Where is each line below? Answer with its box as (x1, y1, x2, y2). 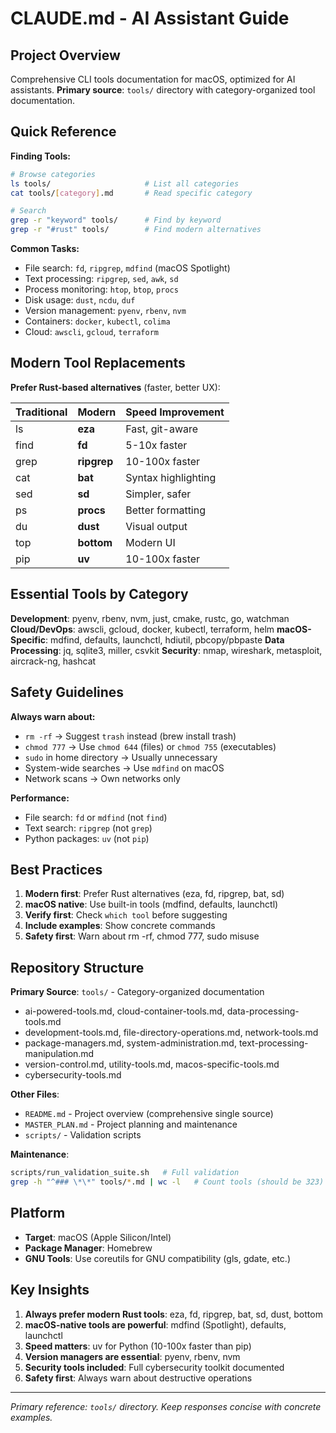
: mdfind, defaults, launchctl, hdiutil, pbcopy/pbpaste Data (45, 633, 285, 646)
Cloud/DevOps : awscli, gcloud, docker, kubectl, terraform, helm (10, 623, 275, 635)
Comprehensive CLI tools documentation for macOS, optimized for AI (10, 73, 296, 85)
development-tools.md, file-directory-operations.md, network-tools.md (24, 1027, 319, 1039)
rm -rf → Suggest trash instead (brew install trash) (24, 730, 237, 742)
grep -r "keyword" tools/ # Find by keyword (10, 215, 222, 226)
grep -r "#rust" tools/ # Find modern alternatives (10, 225, 262, 235)
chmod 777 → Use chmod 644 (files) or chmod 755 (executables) (24, 740, 277, 752)
